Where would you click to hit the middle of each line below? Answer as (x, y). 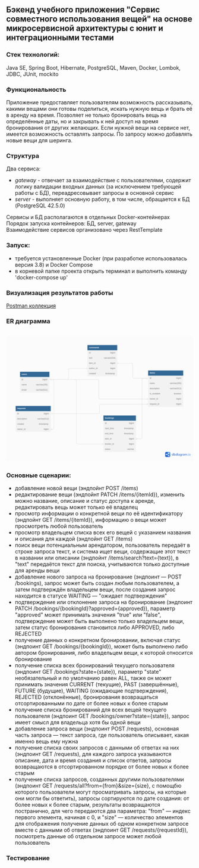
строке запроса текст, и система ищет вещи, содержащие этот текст (102, 552)
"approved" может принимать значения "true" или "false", (88, 615)
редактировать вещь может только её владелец (76, 507)
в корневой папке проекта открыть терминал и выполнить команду (101, 271)
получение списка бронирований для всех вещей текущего (91, 710)
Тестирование (28, 858)
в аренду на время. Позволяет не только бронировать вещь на (86, 115)
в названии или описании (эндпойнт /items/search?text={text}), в (97, 558)
